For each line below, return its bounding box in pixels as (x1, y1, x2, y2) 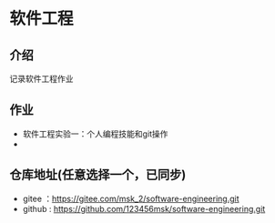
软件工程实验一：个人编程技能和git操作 (22, 128, 168, 139)
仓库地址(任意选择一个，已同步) (9, 167, 187, 183)
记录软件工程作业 (9, 74, 74, 84)
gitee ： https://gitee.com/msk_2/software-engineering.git (22, 193, 239, 204)
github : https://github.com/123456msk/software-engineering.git (22, 203, 266, 214)
